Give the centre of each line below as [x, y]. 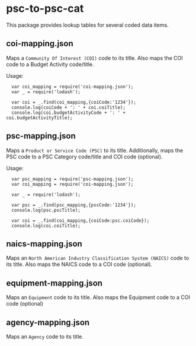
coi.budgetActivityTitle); [39, 118]
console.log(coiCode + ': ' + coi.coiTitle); [69, 107]
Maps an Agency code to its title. [45, 337]
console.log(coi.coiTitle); [46, 226]
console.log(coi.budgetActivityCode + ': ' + [69, 112]
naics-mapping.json [44, 244]
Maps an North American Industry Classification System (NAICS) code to [98, 258]
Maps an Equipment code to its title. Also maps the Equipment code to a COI [98, 297]
